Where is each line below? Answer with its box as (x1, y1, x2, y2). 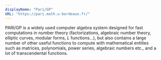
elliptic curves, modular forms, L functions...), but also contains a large (5, 35, 147, 41)
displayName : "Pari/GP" (5, 7, 54, 12)
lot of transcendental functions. (5, 50, 68, 56)
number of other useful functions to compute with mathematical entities (5, 40, 149, 46)
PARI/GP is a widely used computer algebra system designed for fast (5, 24, 143, 30)
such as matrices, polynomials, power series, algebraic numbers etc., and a (5, 45, 157, 51)
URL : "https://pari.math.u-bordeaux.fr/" (5, 12, 90, 16)
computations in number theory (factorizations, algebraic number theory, (5, 30, 152, 36)
